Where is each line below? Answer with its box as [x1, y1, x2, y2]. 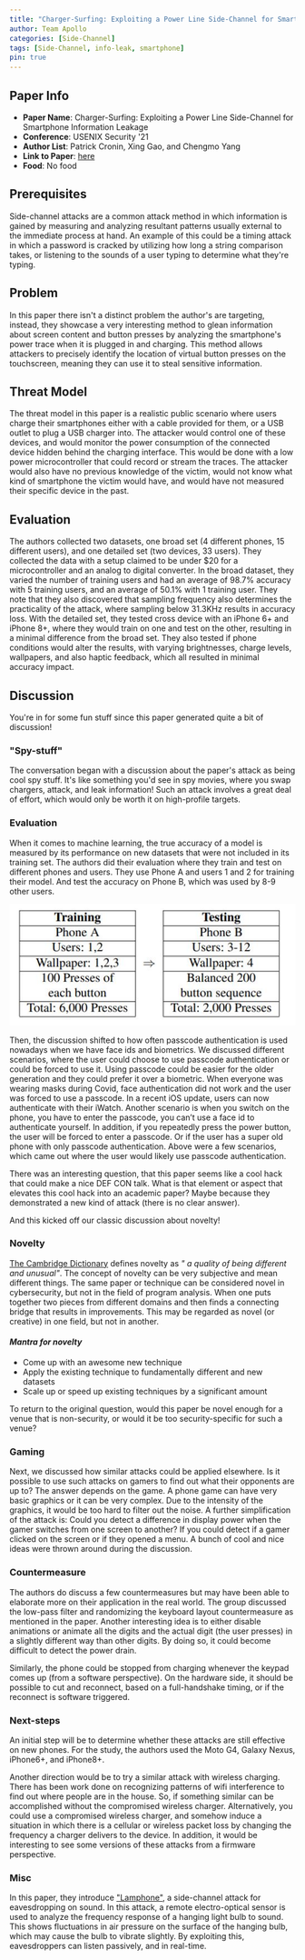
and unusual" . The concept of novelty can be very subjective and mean [9, 1267, 279, 1278]
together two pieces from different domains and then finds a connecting [9, 1296, 280, 1307]
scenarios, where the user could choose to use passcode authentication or [9, 1054, 290, 1065]
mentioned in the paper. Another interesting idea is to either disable [9, 1615, 261, 1626]
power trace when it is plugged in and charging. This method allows [9, 338, 263, 349]
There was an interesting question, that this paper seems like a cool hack [9, 1168, 283, 1179]
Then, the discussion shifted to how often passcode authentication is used [9, 1035, 288, 1045]
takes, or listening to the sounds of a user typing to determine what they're [9, 249, 289, 260]
